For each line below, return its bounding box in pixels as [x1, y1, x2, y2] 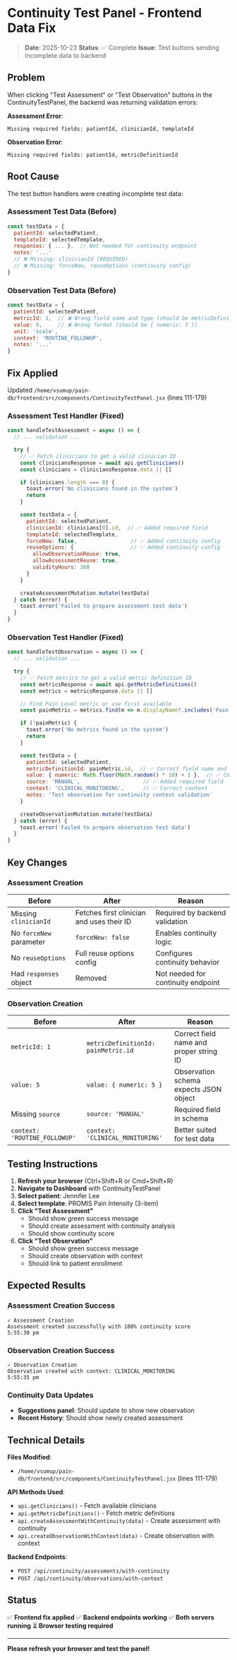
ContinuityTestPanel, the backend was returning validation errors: [7, 97, 198, 107]
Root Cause [7, 171, 60, 183]
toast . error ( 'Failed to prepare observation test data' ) [20, 824, 191, 831]
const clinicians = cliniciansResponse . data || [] [20, 466, 172, 473]
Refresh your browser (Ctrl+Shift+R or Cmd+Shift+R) [17, 1176, 174, 1185]
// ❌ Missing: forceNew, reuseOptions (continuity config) [13, 263, 192, 270]
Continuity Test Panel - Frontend [7, 5, 202, 21]
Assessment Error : [7, 112, 63, 120]
